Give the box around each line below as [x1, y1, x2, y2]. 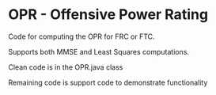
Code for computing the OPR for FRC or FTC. [8, 32, 156, 41]
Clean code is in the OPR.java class [8, 62, 123, 72]
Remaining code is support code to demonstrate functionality [8, 78, 208, 87]
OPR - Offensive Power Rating [8, 6, 208, 24]
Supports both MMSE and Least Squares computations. [8, 47, 190, 56]
